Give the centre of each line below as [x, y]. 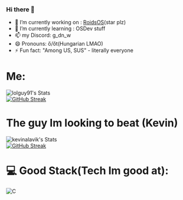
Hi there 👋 [21, 9]
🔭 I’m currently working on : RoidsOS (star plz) [70, 22]
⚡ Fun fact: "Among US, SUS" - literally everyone [74, 50]
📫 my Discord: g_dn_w [43, 36]
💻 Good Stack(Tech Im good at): [87, 171]
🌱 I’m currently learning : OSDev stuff [60, 28]
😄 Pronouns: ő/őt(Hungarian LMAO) [59, 44]
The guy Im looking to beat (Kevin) [92, 123]
